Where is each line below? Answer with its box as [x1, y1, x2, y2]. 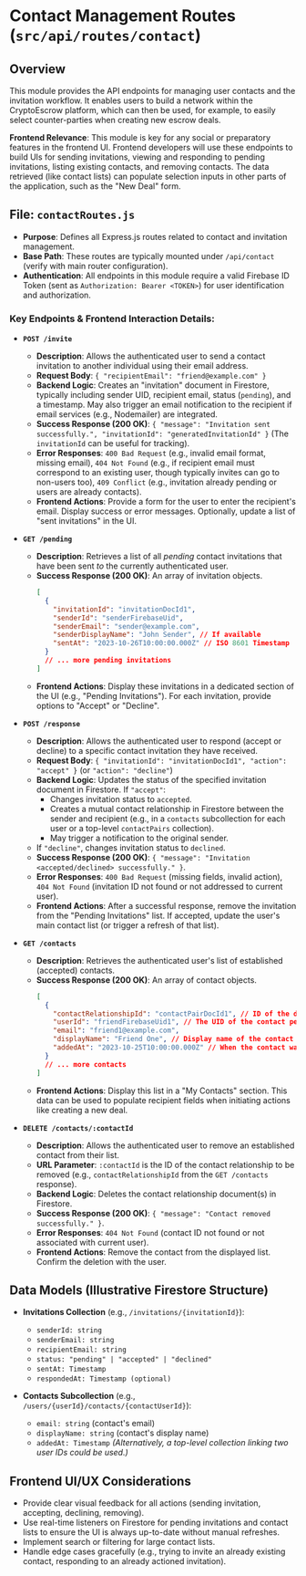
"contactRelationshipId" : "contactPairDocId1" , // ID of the [53, 1009, 290, 1018]
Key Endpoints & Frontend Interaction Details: [9, 312, 216, 325]
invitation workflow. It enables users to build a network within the [9, 95, 253, 106]
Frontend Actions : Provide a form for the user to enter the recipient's [36, 496, 296, 507]
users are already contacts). [36, 486, 143, 497]
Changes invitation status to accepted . [49, 793, 193, 804]
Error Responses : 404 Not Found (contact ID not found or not [36, 1226, 265, 1237]
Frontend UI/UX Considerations [9, 1473, 191, 1488]
